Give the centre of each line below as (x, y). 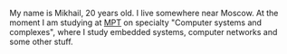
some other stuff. (42, 41)
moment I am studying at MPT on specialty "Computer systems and (136, 22)
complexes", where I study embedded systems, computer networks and (143, 32)
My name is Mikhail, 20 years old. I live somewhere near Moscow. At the (144, 13)
